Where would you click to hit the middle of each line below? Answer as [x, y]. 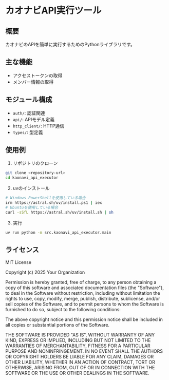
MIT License [18, 262]
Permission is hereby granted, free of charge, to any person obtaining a [81, 282]
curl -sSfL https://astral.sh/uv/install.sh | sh [60, 212]
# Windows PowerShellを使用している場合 [45, 198]
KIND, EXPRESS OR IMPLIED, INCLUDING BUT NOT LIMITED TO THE [78, 340]
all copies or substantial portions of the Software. [57, 325]
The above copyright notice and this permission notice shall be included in [84, 319]
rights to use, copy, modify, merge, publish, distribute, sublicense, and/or [83, 299]
